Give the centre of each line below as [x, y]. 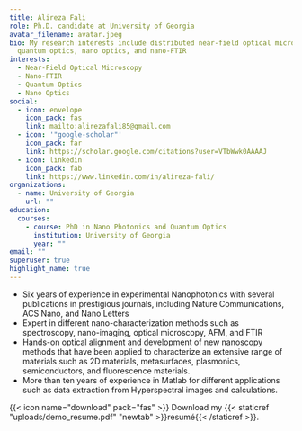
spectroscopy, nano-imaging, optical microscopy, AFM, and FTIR [142, 332]
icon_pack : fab [54, 168]
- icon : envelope [50, 110]
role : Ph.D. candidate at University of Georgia [102, 26]
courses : [34, 218]
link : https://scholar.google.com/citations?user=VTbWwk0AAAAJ [147, 151]
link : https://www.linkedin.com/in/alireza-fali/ [120, 176]
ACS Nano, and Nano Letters [75, 313]
